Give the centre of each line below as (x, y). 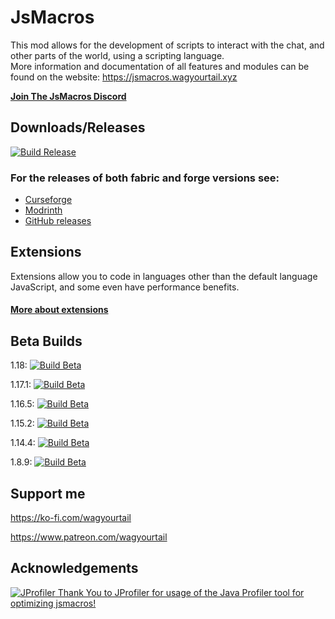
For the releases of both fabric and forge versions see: (145, 178)
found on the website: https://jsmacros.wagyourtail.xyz (124, 77)
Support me (48, 493)
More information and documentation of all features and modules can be (160, 66)
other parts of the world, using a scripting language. (117, 55)
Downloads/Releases (78, 127)
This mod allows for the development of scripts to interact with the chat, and (167, 45)
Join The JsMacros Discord (68, 96)
